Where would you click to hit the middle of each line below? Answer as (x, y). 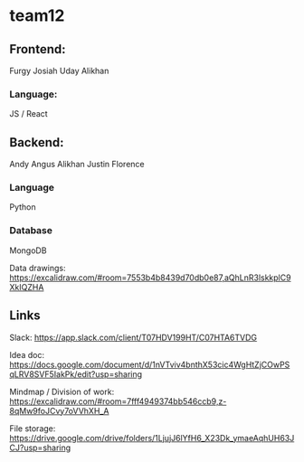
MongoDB (28, 250)
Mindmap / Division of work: (62, 391)
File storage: (33, 428)
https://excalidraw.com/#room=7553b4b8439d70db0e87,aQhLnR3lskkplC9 (150, 278)
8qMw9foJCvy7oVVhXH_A (59, 410)
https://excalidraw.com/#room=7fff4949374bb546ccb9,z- (118, 401)
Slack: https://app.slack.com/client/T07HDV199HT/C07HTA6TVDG (133, 337)
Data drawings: (38, 268)
